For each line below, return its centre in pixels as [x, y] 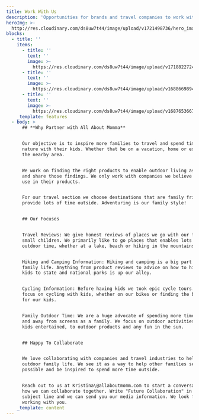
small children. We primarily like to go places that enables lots [107, 240]
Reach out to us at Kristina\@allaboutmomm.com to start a [96, 386]
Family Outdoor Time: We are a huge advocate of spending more [102, 315]
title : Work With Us [32, 12]
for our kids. [39, 300]
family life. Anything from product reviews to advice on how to [104, 267]
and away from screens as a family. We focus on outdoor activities [108, 321]
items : [25, 45]
